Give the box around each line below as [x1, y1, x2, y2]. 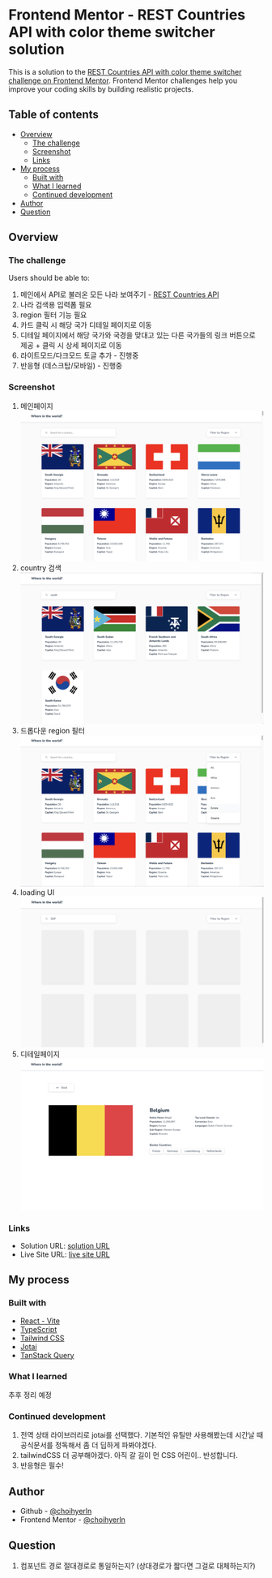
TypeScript [19, 1324, 57, 1334]
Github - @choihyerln [19, 1507, 92, 1516]
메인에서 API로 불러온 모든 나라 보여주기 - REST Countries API [19, 290, 219, 299]
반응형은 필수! [19, 1460, 65, 1470]
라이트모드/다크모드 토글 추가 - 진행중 [19, 350, 139, 360]
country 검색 [19, 563, 62, 573]
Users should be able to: [8, 273, 91, 283]
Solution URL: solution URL [19, 1241, 111, 1251]
